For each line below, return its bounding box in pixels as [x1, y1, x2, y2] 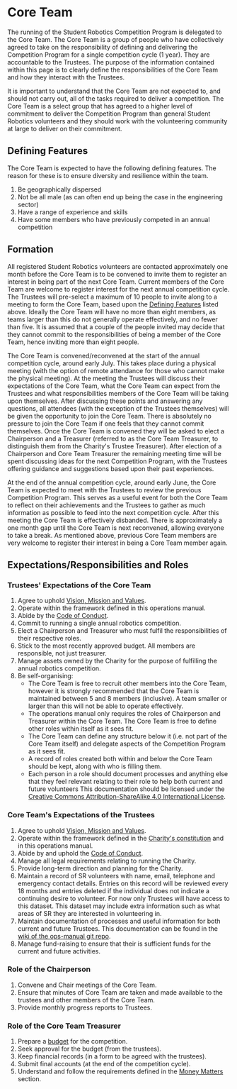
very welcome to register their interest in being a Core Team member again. [7, 538, 228, 547]
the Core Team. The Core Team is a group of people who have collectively [7, 35, 224, 43]
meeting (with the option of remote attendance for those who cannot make [7, 366, 225, 375]
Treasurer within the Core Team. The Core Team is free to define [28, 717, 217, 726]
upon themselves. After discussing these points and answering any [7, 397, 203, 405]
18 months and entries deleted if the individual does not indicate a [17, 886, 210, 895]
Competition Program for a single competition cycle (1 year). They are [7, 50, 210, 59]
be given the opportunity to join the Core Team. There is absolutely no [7, 411, 212, 420]
